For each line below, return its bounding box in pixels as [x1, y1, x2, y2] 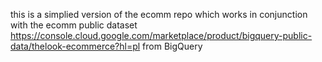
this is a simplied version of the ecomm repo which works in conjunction [10, 9, 308, 20]
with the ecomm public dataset [10, 19, 138, 31]
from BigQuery [142, 40, 203, 52]
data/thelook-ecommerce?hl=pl [10, 40, 141, 52]
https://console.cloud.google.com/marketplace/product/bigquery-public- [10, 30, 313, 41]
